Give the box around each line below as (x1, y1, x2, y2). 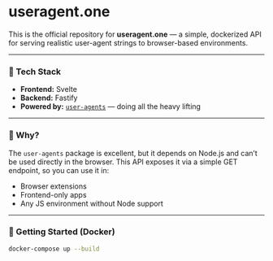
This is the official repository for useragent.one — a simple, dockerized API (8, 29, 262, 39)
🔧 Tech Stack (8, 66, 62, 77)
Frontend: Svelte (19, 85, 77, 94)
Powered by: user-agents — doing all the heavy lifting (19, 102, 201, 111)
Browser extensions (19, 181, 87, 191)
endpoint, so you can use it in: (8, 165, 110, 175)
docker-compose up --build (8, 245, 100, 253)
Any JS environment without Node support (19, 198, 164, 208)
